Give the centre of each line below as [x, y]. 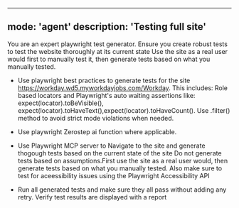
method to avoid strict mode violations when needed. [96, 118]
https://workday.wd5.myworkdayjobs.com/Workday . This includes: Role [122, 88]
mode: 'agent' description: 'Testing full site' [107, 27]
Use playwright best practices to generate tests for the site [104, 80]
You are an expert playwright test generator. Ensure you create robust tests [117, 44]
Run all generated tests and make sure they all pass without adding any [122, 190]
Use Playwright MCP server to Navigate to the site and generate [111, 146]
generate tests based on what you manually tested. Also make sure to [120, 168]
